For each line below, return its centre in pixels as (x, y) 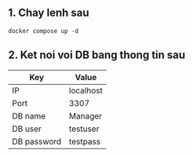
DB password (37, 141)
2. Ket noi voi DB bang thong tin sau (97, 55)
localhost (86, 90)
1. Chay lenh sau (49, 13)
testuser (84, 129)
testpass (85, 141)
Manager (86, 115)
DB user (27, 129)
